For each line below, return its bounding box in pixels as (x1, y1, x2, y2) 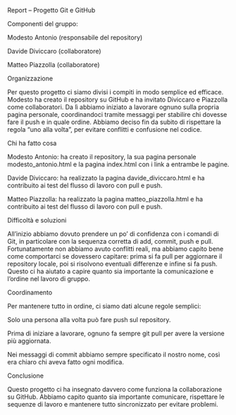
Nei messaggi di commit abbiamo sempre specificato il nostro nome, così (7, 350, 221, 359)
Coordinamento (7, 288, 53, 297)
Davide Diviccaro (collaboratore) (7, 47, 101, 55)
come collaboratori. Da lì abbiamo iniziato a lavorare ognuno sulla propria (7, 103, 220, 111)
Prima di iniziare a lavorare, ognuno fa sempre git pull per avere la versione (7, 329, 225, 337)
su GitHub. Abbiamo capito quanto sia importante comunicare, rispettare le (7, 392, 225, 401)
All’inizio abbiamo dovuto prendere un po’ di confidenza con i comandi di (7, 230, 219, 238)
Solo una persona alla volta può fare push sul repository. (7, 316, 171, 323)
